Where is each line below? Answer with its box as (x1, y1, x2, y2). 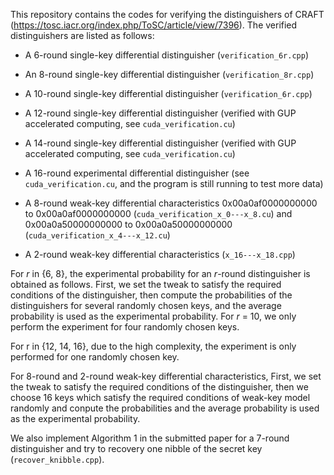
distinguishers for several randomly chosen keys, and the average (10, 300, 282, 311)
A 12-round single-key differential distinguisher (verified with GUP (24, 107, 297, 119)
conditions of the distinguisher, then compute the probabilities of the (10, 289, 293, 301)
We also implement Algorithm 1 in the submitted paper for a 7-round (10, 432, 290, 444)
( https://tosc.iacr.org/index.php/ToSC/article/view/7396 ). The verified (10, 19, 298, 31)
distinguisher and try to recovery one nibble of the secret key (10, 443, 263, 454)
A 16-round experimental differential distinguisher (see (24, 167, 250, 179)
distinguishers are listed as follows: (10, 30, 155, 41)
